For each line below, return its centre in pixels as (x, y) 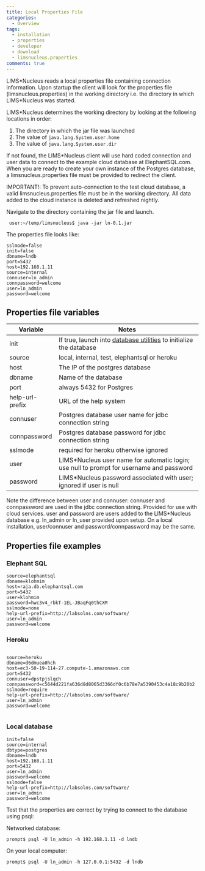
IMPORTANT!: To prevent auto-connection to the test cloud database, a (96, 187)
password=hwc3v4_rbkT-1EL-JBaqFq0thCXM (57, 603)
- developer (27, 47)
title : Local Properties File (45, 12)
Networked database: (34, 828)
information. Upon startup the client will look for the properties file (89, 87)
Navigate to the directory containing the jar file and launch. (80, 211)
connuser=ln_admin (30, 277)
